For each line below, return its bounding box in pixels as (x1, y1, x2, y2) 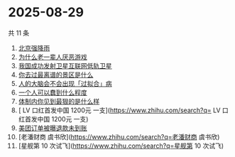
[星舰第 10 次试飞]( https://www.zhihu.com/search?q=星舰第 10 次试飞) (18, 141, 224, 150)
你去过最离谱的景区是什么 (18, 70, 94, 79)
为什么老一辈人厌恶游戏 (18, 53, 87, 61)
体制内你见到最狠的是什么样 (18, 97, 100, 105)
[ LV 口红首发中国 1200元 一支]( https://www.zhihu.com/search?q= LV (18, 106, 221, 114)
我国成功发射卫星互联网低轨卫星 (18, 61, 112, 70)
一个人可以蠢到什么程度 (18, 88, 87, 97)
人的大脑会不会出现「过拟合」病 (18, 79, 112, 87)
